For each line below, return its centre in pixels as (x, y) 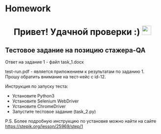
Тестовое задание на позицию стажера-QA (75, 50)
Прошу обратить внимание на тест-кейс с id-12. (56, 77)
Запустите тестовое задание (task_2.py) (54, 112)
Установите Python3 (33, 96)
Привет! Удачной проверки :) (77, 32)
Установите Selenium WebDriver (45, 101)
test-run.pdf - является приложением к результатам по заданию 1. (75, 71)
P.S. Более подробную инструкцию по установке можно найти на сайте (81, 121)
